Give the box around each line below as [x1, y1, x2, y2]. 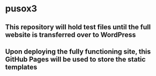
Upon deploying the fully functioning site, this [5, 47, 151, 56]
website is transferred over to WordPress [5, 30, 136, 39]
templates [5, 63, 37, 71]
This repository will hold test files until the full [5, 23, 151, 31]
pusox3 [5, 3, 37, 14]
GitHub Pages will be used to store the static [5, 55, 146, 64]
